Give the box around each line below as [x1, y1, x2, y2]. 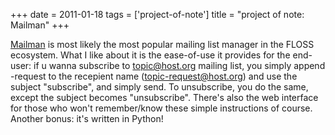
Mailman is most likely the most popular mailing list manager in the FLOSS [10, 39, 315, 50]
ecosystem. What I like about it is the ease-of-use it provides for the [10, 49, 291, 61]
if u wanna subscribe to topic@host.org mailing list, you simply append [33, 60, 326, 71]
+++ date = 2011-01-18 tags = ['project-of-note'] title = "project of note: [10, 9, 305, 20]
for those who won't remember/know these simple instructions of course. [10, 102, 313, 114]
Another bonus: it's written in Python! [10, 113, 164, 124]
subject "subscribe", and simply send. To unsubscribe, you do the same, [10, 81, 309, 93]
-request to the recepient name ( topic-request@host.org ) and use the [10, 70, 298, 82]
